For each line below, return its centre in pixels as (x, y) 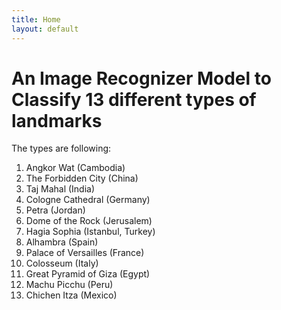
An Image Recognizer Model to (141, 78)
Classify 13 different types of (134, 99)
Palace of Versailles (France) (85, 253)
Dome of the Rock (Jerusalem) (89, 221)
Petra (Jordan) (55, 210)
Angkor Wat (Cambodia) (75, 168)
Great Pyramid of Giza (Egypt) (88, 274)
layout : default (45, 29)
